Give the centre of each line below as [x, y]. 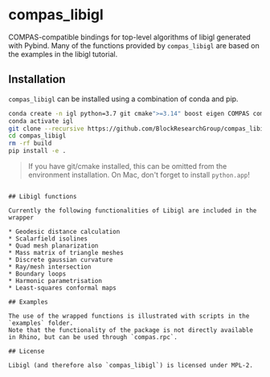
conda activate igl [41, 121]
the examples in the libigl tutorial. [63, 54]
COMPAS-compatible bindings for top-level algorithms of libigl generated [129, 37]
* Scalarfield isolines [48, 239]
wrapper [21, 218]
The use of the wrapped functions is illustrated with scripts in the [129, 316]
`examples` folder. [41, 323]
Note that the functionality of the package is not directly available [131, 330]
